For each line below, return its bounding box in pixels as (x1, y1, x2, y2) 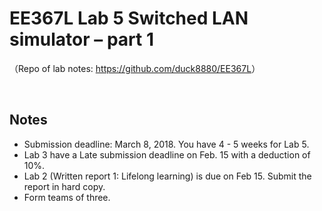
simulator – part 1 (9, 28, 154, 51)
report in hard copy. (23, 180, 106, 192)
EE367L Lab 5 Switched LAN (9, 7, 249, 30)
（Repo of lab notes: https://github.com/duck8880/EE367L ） (9, 62, 261, 74)
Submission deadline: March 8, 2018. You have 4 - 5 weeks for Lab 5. (23, 138, 310, 150)
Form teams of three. (23, 191, 111, 203)
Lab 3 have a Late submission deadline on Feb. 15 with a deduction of (23, 148, 311, 161)
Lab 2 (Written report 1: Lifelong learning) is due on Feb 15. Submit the (23, 170, 312, 182)
